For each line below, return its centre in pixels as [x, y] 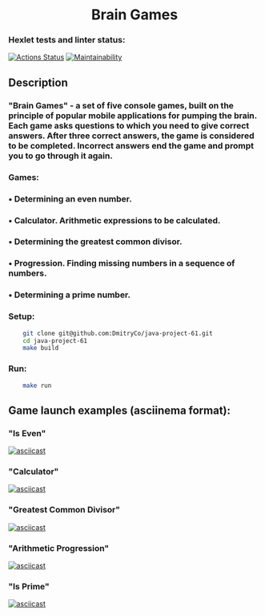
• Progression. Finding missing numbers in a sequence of [122, 263]
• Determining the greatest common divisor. [95, 242]
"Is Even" [27, 433]
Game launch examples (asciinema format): [119, 410]
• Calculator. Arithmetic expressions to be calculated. [114, 220]
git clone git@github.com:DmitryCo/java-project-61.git [118, 333]
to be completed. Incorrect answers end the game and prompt [131, 145]
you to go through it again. [61, 156]
